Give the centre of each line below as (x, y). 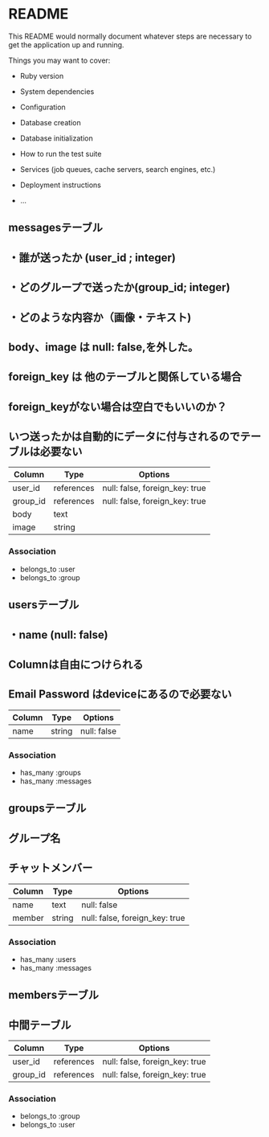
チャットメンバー (51, 868)
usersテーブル (44, 605)
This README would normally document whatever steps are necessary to (130, 36)
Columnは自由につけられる (76, 664)
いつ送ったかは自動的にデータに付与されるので (124, 437)
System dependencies (57, 91)
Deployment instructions (61, 185)
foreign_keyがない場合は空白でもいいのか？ (118, 407)
